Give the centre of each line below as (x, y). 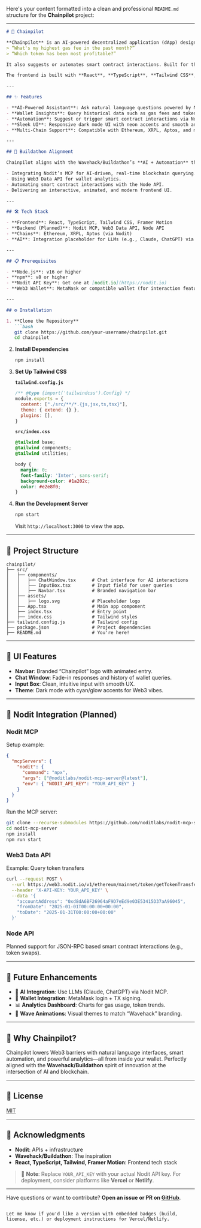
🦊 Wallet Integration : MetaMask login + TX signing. (78, 998)
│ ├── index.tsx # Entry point (67, 611)
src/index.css (32, 432)
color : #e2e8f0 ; (41, 487)
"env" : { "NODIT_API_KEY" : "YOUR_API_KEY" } (78, 783)
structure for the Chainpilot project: (50, 15)
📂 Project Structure (42, 550)
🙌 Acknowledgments (46, 1135)
